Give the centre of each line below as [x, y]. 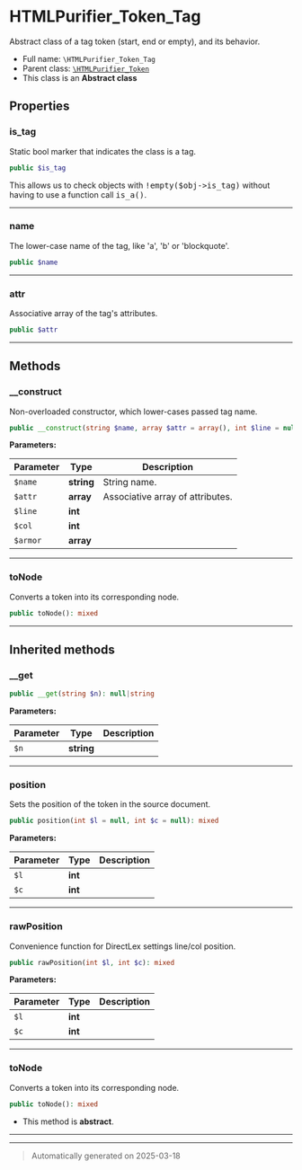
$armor [28, 541]
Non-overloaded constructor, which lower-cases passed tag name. [133, 412]
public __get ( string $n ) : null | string [82, 694]
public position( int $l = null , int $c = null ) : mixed [114, 821]
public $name [34, 262]
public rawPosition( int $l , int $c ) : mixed [92, 962]
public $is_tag [38, 168]
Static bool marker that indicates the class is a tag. [102, 151]
